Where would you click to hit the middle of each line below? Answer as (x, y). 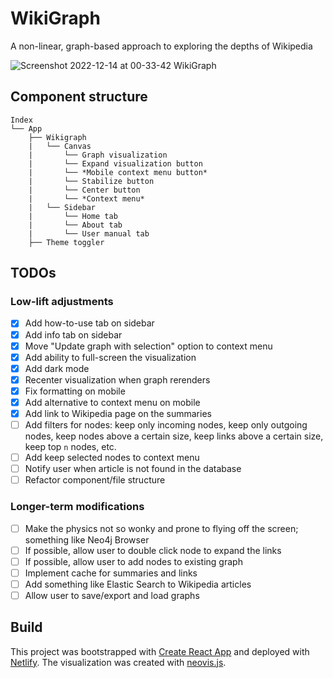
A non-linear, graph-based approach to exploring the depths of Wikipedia (161, 46)
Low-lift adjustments (62, 302)
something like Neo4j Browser (87, 539)
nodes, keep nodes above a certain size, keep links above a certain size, (174, 436)
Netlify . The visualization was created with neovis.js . (118, 662)
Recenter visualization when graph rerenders (117, 379)
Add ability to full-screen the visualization (110, 357)
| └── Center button (84, 190)
